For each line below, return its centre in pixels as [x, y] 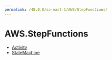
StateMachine [26, 52]
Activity [19, 47]
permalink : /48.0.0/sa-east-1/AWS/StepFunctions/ [56, 10]
